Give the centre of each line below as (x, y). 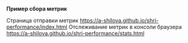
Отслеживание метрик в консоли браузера (125, 27)
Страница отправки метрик (42, 20)
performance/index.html (37, 27)
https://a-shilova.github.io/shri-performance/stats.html (76, 33)
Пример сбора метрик (37, 9)
